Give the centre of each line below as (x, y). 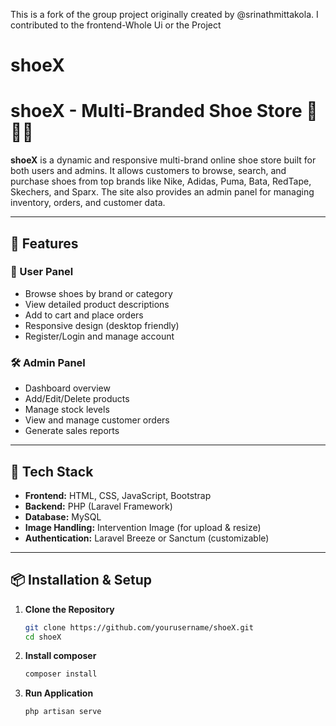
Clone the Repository (69, 609)
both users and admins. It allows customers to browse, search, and (148, 171)
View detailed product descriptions (97, 304)
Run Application (59, 693)
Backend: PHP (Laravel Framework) (98, 506)
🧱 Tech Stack (52, 471)
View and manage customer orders (97, 420)
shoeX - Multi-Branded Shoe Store (156, 111)
